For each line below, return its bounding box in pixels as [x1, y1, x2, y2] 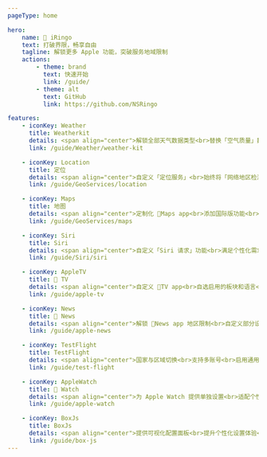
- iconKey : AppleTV [22, 268, 87, 276]
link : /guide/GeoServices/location [28, 181, 147, 189]
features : [7, 115, 41, 123]
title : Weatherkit [28, 129, 90, 138]
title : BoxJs [28, 422, 73, 430]
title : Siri [28, 239, 69, 247]
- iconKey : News [22, 304, 77, 313]
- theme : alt [36, 85, 80, 93]
